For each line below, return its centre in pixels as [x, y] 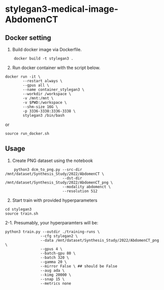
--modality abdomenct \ [86, 187]
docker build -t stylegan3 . [44, 59]
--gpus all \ [36, 85]
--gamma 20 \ [54, 262]
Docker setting [28, 38]
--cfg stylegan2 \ [59, 236]
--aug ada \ [52, 270]
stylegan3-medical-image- [62, 9]
